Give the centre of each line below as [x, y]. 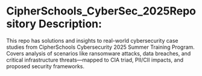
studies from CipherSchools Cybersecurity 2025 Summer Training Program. [100, 47]
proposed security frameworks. [45, 66]
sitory [21, 24]
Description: [70, 24]
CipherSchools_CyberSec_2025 [88, 11]
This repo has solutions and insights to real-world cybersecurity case [93, 40]
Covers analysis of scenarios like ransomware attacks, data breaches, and [99, 53]
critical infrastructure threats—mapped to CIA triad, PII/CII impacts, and [95, 60]
